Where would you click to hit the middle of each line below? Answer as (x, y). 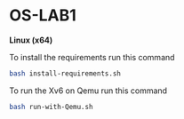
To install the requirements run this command (92, 57)
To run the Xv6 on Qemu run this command (88, 91)
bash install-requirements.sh (65, 73)
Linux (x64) (31, 40)
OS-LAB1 (43, 16)
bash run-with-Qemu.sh (51, 107)
